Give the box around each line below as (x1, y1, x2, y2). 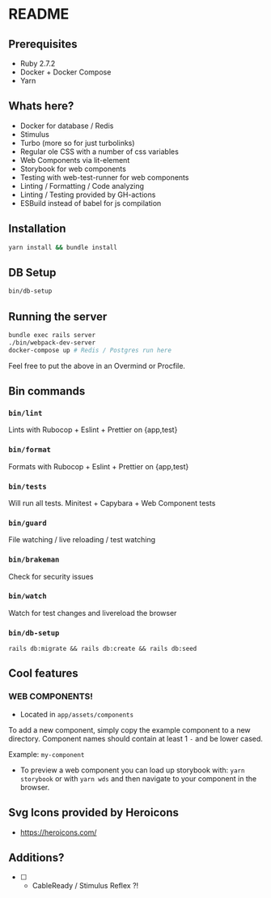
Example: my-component (8, 749, 85, 759)
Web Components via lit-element (19, 155, 130, 165)
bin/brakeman (8, 555, 60, 564)
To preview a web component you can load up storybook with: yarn (19, 765, 245, 775)
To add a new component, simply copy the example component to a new (8, 725, 251, 734)
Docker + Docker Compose (19, 67, 112, 77)
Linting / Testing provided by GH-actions (19, 190, 156, 199)
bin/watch (8, 592, 47, 601)
